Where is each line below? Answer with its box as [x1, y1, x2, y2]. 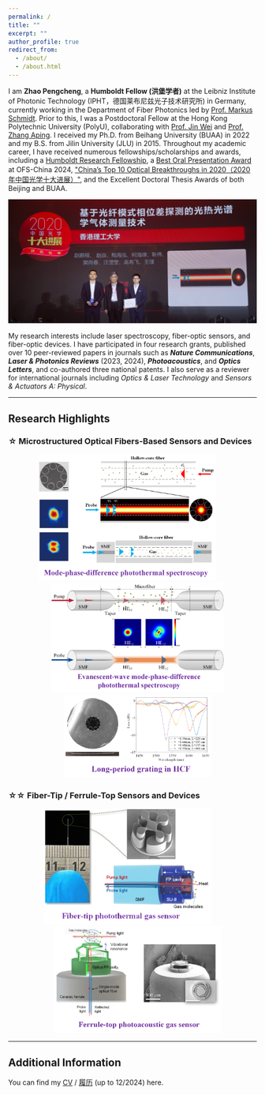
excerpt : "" [8, 29, 47, 37]
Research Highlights [8, 411, 110, 426]
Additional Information [8, 1056, 121, 1069]
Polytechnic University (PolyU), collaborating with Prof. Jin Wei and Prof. [8, 122, 244, 131]
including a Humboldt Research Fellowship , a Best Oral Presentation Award [8, 155, 252, 165]
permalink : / [8, 13, 51, 21]
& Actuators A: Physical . [8, 381, 88, 391]
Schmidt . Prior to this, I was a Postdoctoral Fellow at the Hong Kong [8, 113, 228, 122]
